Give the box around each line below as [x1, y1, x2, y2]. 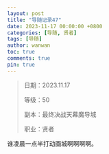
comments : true [7, 55, 51, 62]
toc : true [7, 49, 36, 56]
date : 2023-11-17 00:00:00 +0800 [7, 23, 103, 30]
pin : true [7, 61, 36, 68]
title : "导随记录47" [7, 16, 62, 23]
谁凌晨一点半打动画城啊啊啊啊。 [7, 139, 97, 148]
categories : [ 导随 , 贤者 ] [7, 29, 77, 36]
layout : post [7, 10, 45, 17]
